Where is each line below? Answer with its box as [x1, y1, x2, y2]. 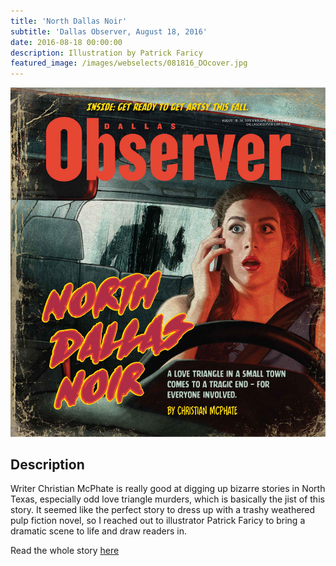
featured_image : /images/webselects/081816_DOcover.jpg [10, 58, 248, 69]
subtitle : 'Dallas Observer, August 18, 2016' [10, 26, 208, 37]
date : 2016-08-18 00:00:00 [10, 37, 123, 47]
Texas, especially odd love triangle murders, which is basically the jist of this [10, 493, 325, 505]
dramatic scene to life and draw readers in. [10, 525, 188, 537]
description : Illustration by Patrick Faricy [10, 48, 203, 58]
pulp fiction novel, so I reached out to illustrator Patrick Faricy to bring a [10, 515, 306, 527]
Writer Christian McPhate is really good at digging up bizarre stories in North [10, 483, 326, 495]
